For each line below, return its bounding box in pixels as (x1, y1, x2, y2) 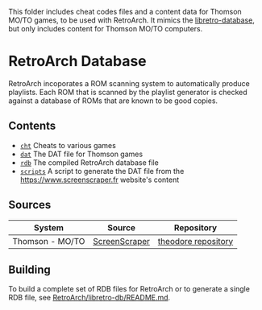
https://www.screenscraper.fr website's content (19, 175, 180, 184)
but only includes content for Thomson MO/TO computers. (8, 24, 203, 33)
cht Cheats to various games (19, 140, 117, 150)
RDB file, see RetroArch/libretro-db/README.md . (8, 293, 171, 303)
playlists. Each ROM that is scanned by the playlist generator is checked (8, 87, 247, 97)
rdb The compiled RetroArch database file (19, 157, 159, 167)
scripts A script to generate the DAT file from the (19, 166, 185, 176)
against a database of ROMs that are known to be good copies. (8, 96, 218, 105)
